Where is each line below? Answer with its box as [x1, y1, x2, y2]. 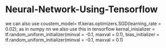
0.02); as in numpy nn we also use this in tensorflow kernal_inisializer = [5, 26, 155, 32]
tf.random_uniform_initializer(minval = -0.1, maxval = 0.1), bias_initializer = [5, 31, 160, 37]
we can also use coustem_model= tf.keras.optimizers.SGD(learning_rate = [5, 20, 161, 27]
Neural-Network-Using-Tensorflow [5, 4, 158, 15]
